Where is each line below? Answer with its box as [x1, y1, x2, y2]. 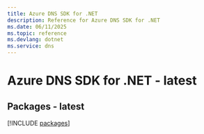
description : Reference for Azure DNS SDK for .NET [7, 17, 160, 24]
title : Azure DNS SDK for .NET [7, 10, 98, 17]
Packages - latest [7, 100, 85, 112]
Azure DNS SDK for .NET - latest [7, 73, 197, 89]
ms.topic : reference [7, 29, 68, 37]
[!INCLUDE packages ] [7, 119, 70, 127]
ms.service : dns [7, 43, 54, 50]
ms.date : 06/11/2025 [7, 23, 68, 30]
